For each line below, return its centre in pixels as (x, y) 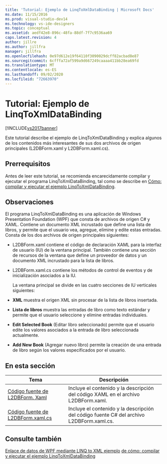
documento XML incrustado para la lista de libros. (63, 261)
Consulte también (33, 439)
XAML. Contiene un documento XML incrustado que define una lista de (78, 225)
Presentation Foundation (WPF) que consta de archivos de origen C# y (78, 219)
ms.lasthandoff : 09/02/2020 (34, 75)
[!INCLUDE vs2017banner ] (32, 128)
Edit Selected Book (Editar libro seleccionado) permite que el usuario (83, 325)
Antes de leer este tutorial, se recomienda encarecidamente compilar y (78, 176)
